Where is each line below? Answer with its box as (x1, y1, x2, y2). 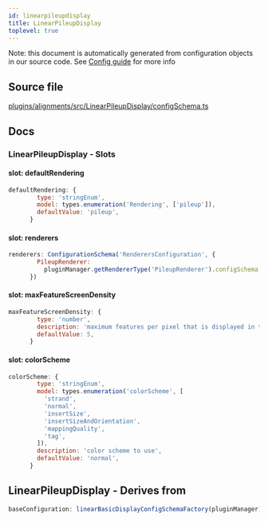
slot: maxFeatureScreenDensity (8, 290, 116, 300)
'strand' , (43, 395, 77, 404)
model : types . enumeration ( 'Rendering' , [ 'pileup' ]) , (37, 201, 216, 209)
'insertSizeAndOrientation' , (43, 417, 141, 425)
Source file (8, 80, 64, 93)
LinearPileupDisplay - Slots (8, 149, 116, 160)
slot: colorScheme (8, 355, 70, 364)
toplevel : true (8, 26, 59, 34)
